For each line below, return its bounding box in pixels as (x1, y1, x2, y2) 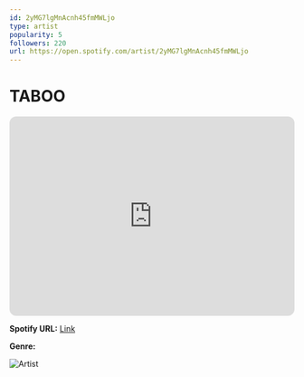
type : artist (9, 22, 59, 31)
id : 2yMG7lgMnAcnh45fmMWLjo (9, 13, 116, 23)
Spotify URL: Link (9, 324, 76, 334)
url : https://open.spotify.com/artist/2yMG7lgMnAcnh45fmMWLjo (9, 47, 249, 56)
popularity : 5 (9, 30, 63, 39)
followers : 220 (9, 38, 67, 48)
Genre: (9, 341, 36, 352)
